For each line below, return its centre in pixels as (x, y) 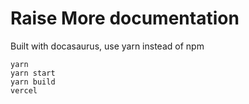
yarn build (33, 82)
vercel (24, 90)
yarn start (33, 73)
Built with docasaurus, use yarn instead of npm (107, 46)
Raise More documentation (125, 18)
